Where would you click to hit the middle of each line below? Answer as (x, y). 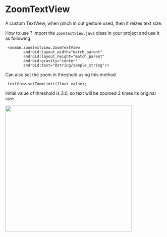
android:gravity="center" (51, 61)
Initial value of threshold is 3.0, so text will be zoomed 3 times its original (80, 93)
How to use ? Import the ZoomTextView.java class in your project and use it (82, 33)
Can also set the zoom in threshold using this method (61, 75)
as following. (18, 38)
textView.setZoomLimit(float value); (47, 84)
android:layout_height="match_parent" (64, 56)
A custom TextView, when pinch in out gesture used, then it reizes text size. (84, 23)
